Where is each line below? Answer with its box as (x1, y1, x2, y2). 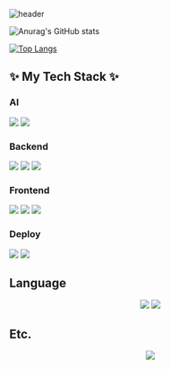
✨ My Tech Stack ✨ (9, 69, 119, 84)
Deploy (9, 228, 41, 241)
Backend (9, 140, 49, 153)
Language (9, 275, 67, 291)
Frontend (9, 184, 50, 197)
